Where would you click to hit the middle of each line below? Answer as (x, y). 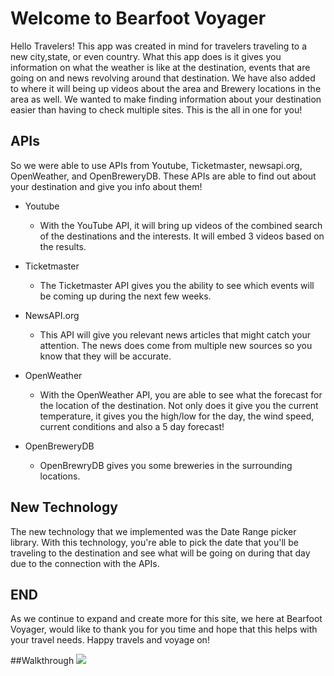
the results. (63, 246)
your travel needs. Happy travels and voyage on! (110, 640)
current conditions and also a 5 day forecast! (132, 426)
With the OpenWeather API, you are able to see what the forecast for (181, 394)
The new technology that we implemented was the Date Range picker (153, 531)
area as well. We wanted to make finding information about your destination (166, 99)
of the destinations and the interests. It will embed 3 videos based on (182, 236)
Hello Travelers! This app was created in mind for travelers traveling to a (159, 46)
